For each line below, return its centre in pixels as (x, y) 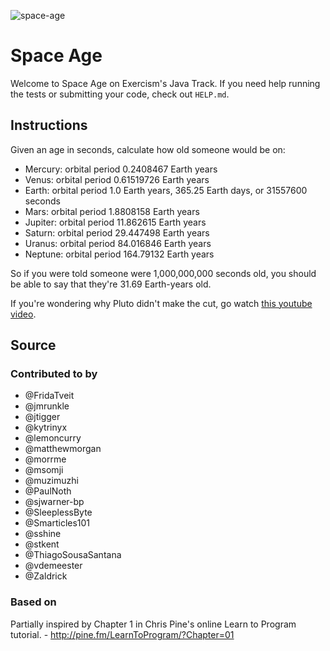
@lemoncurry (53, 438)
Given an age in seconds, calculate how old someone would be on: (148, 149)
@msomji (44, 470)
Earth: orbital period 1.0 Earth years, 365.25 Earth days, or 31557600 (166, 190)
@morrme (45, 459)
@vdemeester (53, 566)
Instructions (49, 125)
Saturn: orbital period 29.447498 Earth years (117, 232)
